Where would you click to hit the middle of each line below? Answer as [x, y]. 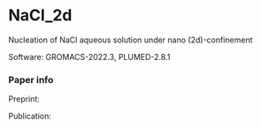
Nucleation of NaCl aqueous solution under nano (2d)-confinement [131, 40]
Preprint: [24, 99]
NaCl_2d [40, 15]
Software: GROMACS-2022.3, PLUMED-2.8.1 [89, 56]
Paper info [31, 79]
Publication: [30, 117]
